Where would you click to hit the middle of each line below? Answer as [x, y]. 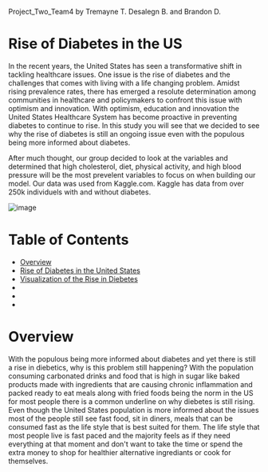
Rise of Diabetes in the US [95, 44]
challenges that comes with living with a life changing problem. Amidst [124, 82]
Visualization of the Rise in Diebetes [79, 278]
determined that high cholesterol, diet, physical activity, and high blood [125, 166]
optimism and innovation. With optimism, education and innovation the [124, 108]
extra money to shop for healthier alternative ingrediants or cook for [120, 452]
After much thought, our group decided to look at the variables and [118, 158]
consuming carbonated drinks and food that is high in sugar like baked [124, 376]
